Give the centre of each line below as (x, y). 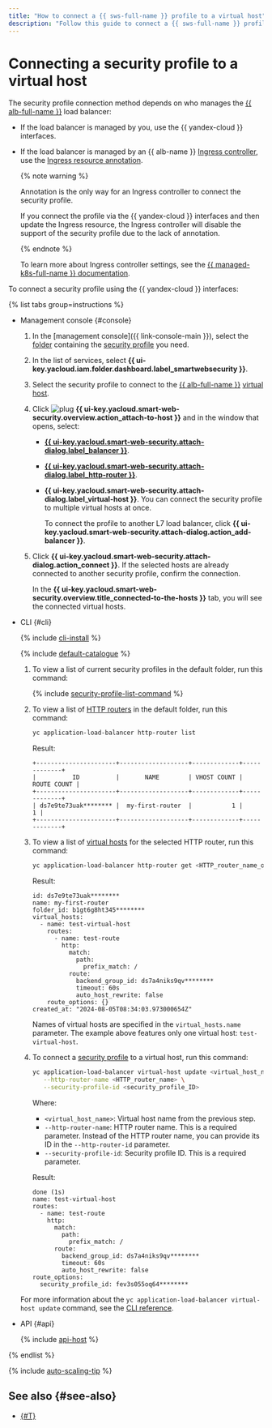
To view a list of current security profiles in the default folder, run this (147, 669)
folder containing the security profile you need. (110, 344)
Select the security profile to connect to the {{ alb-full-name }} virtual (148, 385)
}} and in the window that (216, 417)
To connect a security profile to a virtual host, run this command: (140, 1058)
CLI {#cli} (36, 622)
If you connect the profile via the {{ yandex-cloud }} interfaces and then (140, 216)
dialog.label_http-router (86, 475)
